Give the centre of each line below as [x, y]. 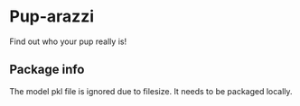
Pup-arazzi [52, 17]
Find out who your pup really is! [68, 41]
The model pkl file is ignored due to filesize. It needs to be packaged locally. [151, 91]
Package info [47, 70]
